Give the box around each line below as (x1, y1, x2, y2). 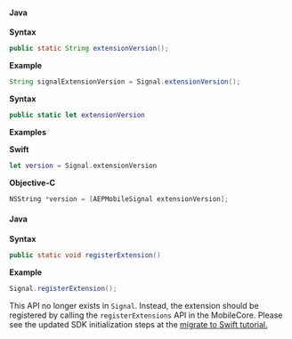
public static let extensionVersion (9, 110, 145, 119)
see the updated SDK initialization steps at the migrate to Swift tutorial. (9, 319, 269, 329)
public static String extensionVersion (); (9, 44, 169, 53)
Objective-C (9, 177, 56, 188)
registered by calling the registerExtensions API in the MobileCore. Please (9, 310, 283, 320)
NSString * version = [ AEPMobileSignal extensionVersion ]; (9, 194, 229, 204)
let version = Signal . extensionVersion (9, 161, 158, 170)
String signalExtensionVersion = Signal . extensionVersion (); (9, 77, 241, 86)
